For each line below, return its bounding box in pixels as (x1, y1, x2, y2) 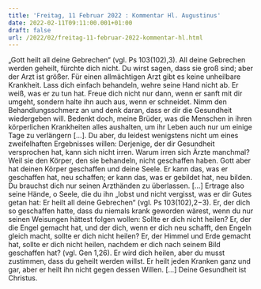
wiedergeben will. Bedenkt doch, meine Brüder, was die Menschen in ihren (8, 114, 252, 123)
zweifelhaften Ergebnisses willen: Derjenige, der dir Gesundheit (8, 139, 215, 148)
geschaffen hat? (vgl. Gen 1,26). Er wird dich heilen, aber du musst (8, 248, 225, 257)
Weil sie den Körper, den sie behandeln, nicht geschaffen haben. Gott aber (8, 156, 252, 166)
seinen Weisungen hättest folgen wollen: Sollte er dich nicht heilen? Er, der (8, 215, 252, 224)
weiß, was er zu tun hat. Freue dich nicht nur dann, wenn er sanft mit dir (8, 88, 243, 99)
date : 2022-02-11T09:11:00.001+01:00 (8, 19, 133, 27)
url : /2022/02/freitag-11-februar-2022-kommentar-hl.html (8, 33, 203, 42)
